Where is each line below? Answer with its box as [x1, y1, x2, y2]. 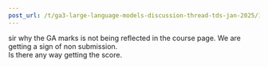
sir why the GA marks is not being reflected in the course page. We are [8, 33, 242, 43]
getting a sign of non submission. [8, 41, 118, 51]
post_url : [8, 11, 41, 20]
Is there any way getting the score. [8, 50, 122, 59]
